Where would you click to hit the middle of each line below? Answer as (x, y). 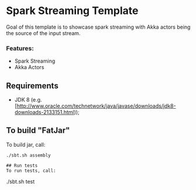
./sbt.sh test (20, 181)
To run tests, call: (31, 171)
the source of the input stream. (43, 33)
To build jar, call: (26, 144)
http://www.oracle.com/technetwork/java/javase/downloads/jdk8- (97, 106)
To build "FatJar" (38, 131)
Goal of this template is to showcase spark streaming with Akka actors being (98, 27)
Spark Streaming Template (72, 11)
